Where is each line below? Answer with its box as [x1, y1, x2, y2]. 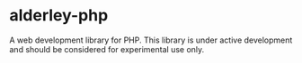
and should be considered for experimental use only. [9, 43, 205, 54]
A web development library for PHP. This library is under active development [9, 35, 293, 45]
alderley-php [9, 5, 109, 26]
